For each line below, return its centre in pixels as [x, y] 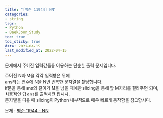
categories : [17, 14]
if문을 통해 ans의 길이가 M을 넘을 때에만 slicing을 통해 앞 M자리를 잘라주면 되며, [82, 88]
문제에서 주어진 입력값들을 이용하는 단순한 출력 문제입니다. [61, 65]
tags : [11, 23]
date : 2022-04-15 [23, 46]
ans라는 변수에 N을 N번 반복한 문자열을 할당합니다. [54, 82]
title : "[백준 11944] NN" [31, 10]
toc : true [15, 37]
